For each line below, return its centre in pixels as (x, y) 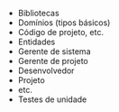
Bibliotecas (39, 13)
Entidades (37, 42)
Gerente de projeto (53, 61)
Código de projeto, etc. (60, 32)
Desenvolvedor (46, 70)
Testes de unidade (52, 99)
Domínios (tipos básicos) (64, 23)
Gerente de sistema (54, 51)
